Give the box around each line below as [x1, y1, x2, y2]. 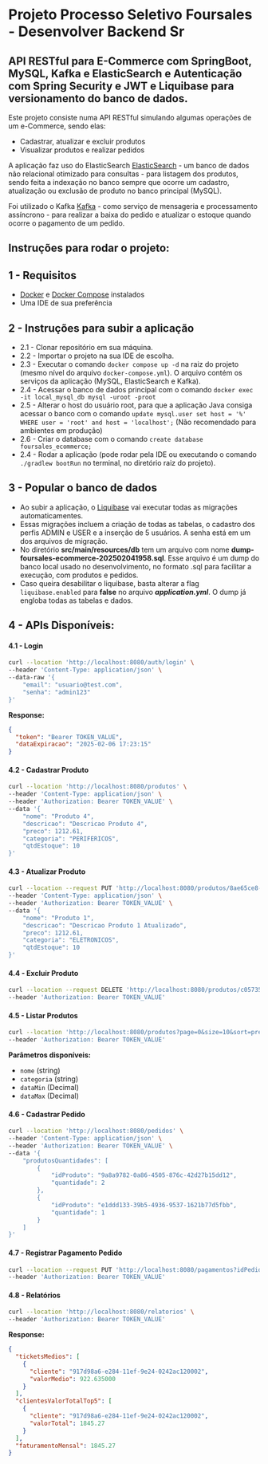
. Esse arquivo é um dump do [164, 553, 260, 563]
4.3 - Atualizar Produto [8, 867, 86, 876]
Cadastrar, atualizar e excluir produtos [19, 137, 146, 146]
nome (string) [19, 1065, 61, 1075]
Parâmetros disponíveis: [8, 1050, 92, 1060]
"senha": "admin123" [22, 688, 91, 696]
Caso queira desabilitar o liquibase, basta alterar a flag [19, 578, 199, 588]
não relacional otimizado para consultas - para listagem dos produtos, [8, 169, 239, 179]
